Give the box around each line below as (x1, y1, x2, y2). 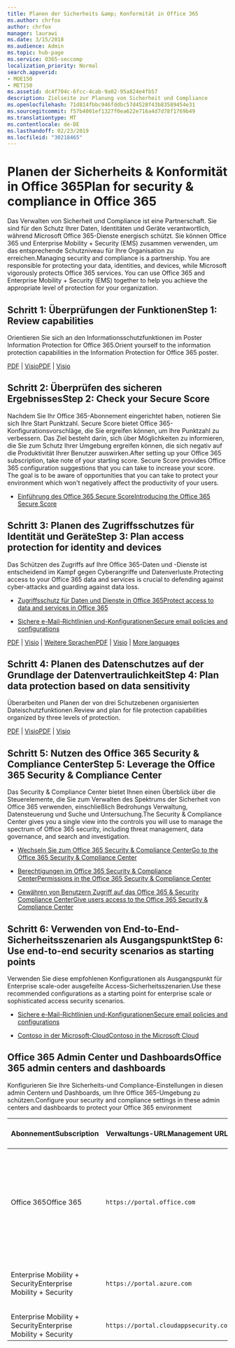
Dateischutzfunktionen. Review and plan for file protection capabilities (7, 706, 208, 714)
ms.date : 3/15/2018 (7, 36, 64, 43)
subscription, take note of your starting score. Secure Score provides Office (7, 456, 226, 464)
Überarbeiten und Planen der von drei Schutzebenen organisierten (7, 699, 199, 707)
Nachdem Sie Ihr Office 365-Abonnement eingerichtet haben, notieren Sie (7, 411, 222, 420)
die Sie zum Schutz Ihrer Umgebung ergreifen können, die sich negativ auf (7, 441, 222, 450)
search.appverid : (7, 69, 58, 76)
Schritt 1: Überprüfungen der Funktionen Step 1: (7, 304, 218, 315)
